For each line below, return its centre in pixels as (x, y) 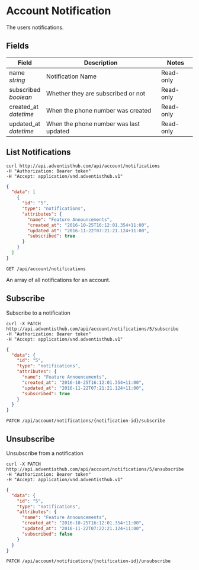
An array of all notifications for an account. (58, 280)
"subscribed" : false (47, 534)
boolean (21, 97)
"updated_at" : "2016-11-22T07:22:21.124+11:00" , (83, 529)
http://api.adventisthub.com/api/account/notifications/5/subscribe (92, 329)
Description (101, 62)
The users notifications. (35, 27)
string (17, 80)
